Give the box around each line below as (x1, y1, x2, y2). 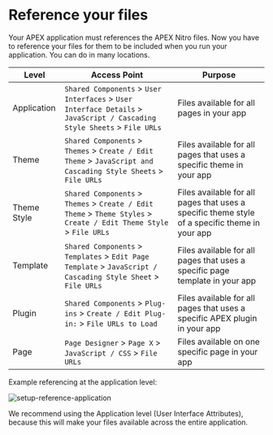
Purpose (201, 69, 236, 80)
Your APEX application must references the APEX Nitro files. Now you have (8, 33, 260, 42)
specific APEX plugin (177, 312, 258, 324)
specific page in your (177, 346, 258, 357)
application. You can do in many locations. (8, 50, 150, 59)
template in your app (177, 275, 257, 286)
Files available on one (177, 336, 260, 347)
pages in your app (177, 107, 247, 119)
